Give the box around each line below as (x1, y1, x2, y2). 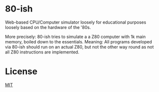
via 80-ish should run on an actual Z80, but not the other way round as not (5, 44, 154, 50)
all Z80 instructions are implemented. (5, 49, 79, 55)
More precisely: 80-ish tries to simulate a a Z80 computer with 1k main (5, 34, 146, 39)
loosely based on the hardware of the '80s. (5, 24, 91, 30)
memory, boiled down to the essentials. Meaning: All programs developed (5, 39, 152, 44)
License (5, 66, 38, 77)
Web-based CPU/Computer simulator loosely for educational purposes (5, 19, 146, 25)
